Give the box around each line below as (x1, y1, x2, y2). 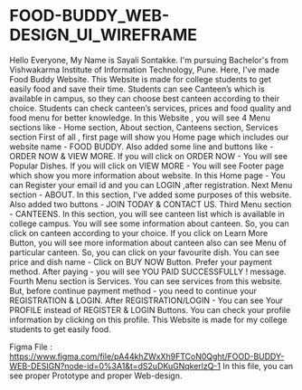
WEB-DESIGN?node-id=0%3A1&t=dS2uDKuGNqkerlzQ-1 (9, 360, 222, 371)
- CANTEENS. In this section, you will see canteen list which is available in (9, 208, 285, 219)
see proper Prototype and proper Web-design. (9, 370, 183, 381)
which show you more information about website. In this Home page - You (9, 169, 286, 181)
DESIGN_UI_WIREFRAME (9, 24, 197, 45)
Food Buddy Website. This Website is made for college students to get (9, 73, 271, 84)
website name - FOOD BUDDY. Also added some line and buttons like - (9, 141, 274, 152)
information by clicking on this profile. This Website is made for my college (9, 314, 288, 325)
